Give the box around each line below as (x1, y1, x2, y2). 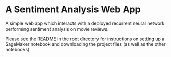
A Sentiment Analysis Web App (5, 4, 141, 15)
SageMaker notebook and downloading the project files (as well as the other (5, 41, 166, 47)
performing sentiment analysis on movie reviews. (5, 25, 109, 32)
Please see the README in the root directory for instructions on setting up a (5, 36, 165, 42)
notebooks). (5, 46, 31, 52)
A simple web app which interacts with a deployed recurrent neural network (5, 20, 165, 26)
